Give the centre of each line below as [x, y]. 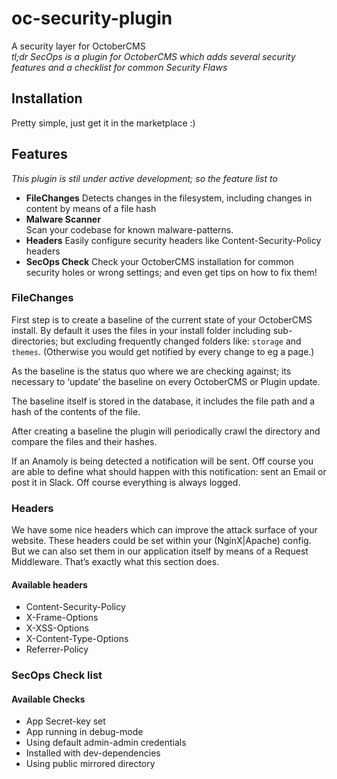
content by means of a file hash [91, 208]
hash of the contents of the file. [76, 411]
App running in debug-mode [84, 732]
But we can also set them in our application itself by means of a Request [160, 551]
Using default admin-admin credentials [106, 743]
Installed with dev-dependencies [93, 753]
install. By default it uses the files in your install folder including [141, 330]
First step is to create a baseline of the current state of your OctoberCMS [162, 319]
